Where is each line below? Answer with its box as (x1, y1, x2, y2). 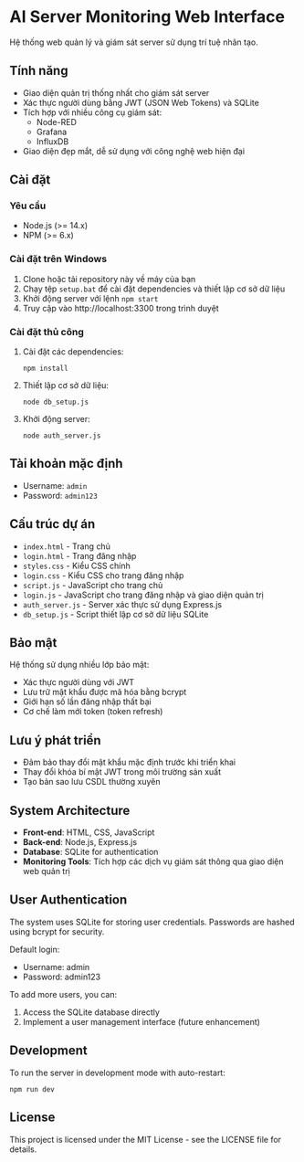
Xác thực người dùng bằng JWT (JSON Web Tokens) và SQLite (22, 97, 260, 108)
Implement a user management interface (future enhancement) (22, 1016, 260, 1027)
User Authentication (9, 893, 128, 908)
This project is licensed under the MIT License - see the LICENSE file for (9, 1134, 281, 1145)
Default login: (9, 944, 60, 955)
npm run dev (9, 1084, 55, 1093)
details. (9, 1144, 37, 1155)
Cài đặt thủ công (9, 325, 85, 338)
